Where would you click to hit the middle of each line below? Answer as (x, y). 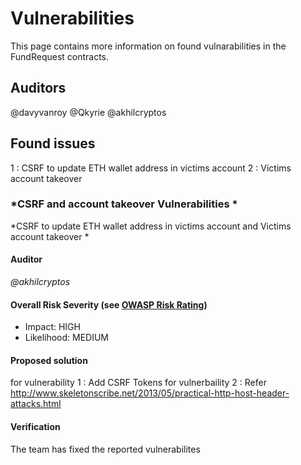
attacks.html (36, 404)
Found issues (53, 143)
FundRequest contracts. (60, 56)
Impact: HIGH (52, 327)
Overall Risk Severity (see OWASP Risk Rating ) (109, 304)
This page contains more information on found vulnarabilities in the (148, 46)
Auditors (38, 88)
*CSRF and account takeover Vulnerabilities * (124, 204)
